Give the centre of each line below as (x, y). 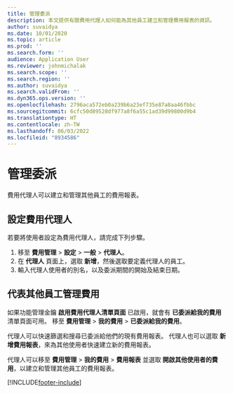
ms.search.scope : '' (38, 72)
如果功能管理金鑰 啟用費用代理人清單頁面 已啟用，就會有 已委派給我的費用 (114, 312)
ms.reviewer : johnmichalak (47, 66)
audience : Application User (48, 60)
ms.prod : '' (25, 46)
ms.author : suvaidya (38, 85)
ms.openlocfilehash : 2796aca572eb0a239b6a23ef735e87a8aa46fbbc (102, 105)
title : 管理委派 (29, 14)
